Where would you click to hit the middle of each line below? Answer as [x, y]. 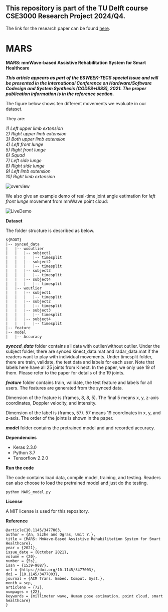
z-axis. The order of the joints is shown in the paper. [60, 418]
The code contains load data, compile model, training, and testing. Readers [83, 477]
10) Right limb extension [30, 176]
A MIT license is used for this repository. [47, 511]
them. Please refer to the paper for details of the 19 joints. [65, 372]
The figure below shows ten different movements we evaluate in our [76, 103]
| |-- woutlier [24, 288]
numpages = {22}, [24, 592]
